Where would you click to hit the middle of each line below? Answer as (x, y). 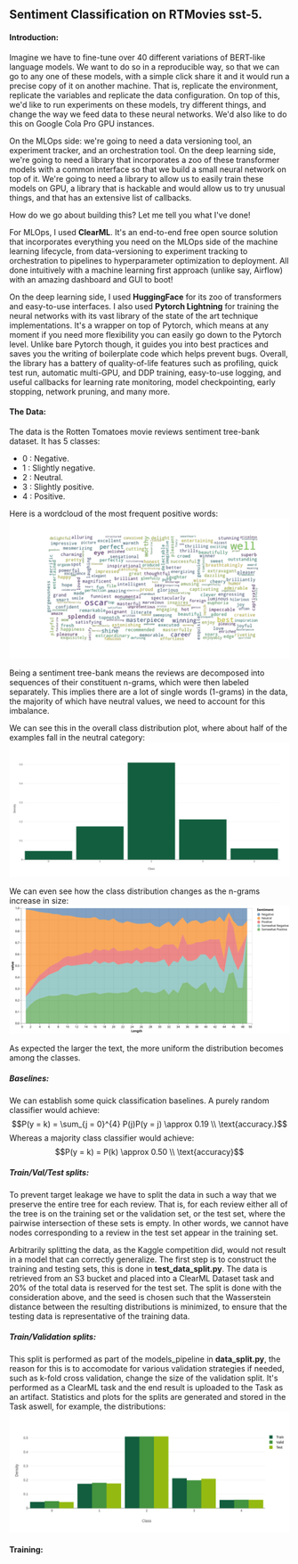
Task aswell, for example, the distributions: (88, 1406)
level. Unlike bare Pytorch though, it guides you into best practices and (139, 344)
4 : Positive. (44, 496)
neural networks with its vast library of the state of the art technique (134, 315)
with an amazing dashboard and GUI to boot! (91, 279)
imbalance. (29, 710)
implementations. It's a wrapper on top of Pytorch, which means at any (139, 325)
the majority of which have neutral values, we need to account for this (137, 701)
